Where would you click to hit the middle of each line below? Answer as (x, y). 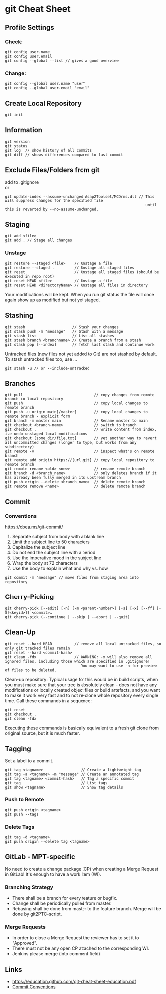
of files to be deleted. (31, 670)
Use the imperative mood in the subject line (57, 558)
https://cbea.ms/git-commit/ (34, 527)
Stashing (19, 315)
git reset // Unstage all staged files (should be (82, 272)
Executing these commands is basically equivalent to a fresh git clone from (82, 728)
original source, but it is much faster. (42, 733)
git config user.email (29, 56)
